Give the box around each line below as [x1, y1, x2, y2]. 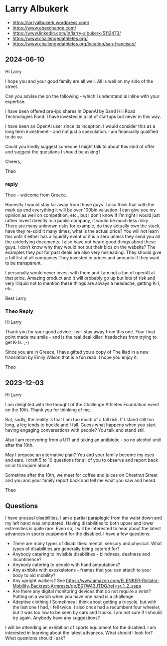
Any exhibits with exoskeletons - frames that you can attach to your [12, 567, 151, 573]
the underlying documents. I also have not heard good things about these [5, 239, 156, 245]
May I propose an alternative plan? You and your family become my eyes [5, 452, 155, 458]
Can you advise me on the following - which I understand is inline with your [5, 93, 160, 99]
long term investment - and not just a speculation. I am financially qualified [5, 128, 159, 134]
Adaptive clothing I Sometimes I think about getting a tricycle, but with [12, 599, 157, 605]
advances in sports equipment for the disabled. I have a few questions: [5, 531, 151, 537]
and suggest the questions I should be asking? [5, 148, 101, 155]
